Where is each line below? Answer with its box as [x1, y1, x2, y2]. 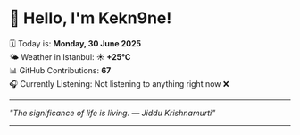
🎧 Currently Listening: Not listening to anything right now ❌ [9, 78, 229, 89]
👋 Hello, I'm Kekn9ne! [9, 8, 172, 29]
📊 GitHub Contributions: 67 [9, 64, 112, 75]
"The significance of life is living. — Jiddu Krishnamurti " [9, 107, 216, 118]
